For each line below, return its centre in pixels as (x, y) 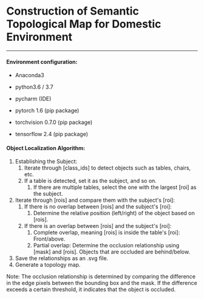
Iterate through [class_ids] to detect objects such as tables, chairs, (107, 168)
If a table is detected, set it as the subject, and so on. (90, 181)
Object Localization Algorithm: (46, 148)
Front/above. (49, 239)
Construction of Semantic (73, 11)
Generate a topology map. (48, 265)
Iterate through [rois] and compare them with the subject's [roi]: (95, 200)
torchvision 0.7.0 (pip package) (54, 122)
